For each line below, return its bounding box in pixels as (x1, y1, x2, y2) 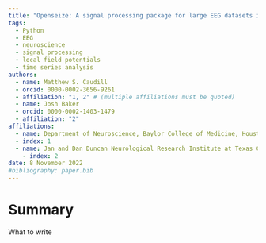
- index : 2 (22, 152, 59, 160)
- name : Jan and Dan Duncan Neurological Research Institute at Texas (15, 145, 253, 152)
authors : (8, 71, 37, 79)
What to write (8, 227, 53, 237)
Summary (8, 201, 74, 219)
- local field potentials (15, 56, 101, 64)
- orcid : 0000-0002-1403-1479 (15, 108, 115, 116)
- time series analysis (15, 64, 93, 71)
